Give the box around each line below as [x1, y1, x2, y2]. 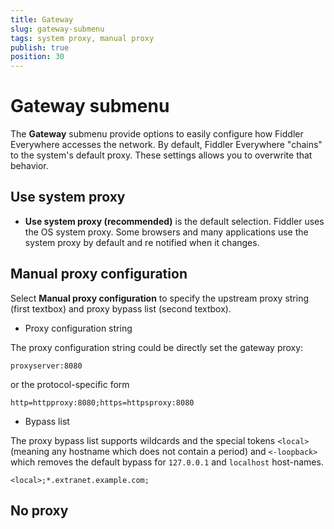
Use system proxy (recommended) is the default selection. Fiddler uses [24, 215, 325, 227]
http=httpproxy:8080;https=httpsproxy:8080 [10, 397, 195, 408]
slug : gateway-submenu [10, 24, 105, 34]
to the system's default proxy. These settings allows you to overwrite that [10, 149, 313, 161]
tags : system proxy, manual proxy [10, 33, 155, 43]
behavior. [10, 160, 49, 172]
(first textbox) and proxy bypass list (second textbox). [10, 302, 232, 315]
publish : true [10, 42, 70, 53]
